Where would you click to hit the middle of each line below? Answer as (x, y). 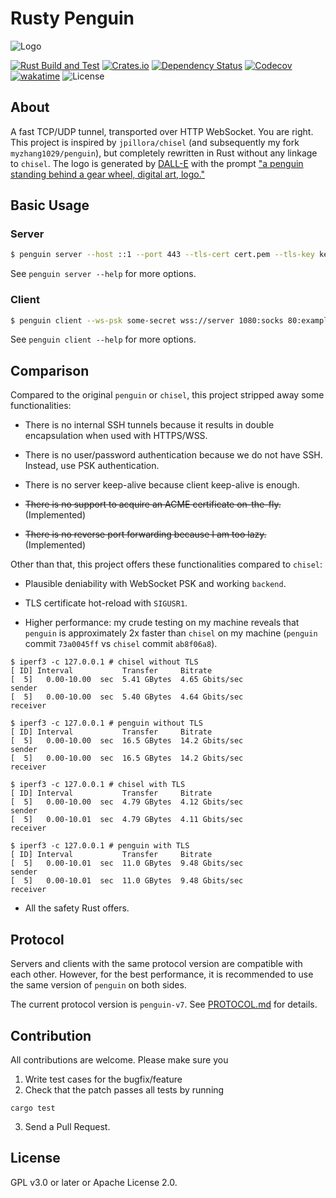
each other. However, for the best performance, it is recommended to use (162, 974)
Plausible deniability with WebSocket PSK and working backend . (155, 584)
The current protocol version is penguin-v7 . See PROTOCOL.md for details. (164, 1004)
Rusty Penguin (72, 18)
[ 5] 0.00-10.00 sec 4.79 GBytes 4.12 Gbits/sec (127, 802)
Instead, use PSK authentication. (92, 466)
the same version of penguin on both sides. (98, 985)
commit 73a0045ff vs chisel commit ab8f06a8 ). (121, 644)
